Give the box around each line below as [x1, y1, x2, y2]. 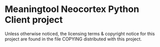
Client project [5, 14, 63, 25]
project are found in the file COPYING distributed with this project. [5, 36, 142, 42]
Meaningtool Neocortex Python [5, 3, 139, 15]
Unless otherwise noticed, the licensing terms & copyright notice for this [5, 30, 155, 36]
